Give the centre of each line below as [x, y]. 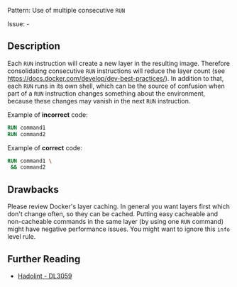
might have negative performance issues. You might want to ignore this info [119, 229]
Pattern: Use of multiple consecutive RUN [66, 10]
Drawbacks [33, 190]
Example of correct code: [45, 147]
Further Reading [44, 259]
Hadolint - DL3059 [45, 276]
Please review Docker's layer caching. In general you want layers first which [119, 207]
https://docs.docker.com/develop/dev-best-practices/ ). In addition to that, [116, 78]
